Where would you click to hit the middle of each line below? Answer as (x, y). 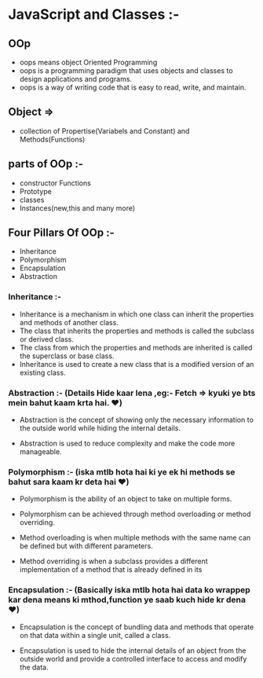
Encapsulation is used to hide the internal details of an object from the (133, 651)
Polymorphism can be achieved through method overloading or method (135, 514)
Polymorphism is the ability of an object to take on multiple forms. (126, 499)
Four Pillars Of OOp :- (62, 233)
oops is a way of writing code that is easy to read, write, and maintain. (133, 87)
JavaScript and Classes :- (94, 15)
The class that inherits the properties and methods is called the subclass (137, 331)
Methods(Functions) (52, 139)
